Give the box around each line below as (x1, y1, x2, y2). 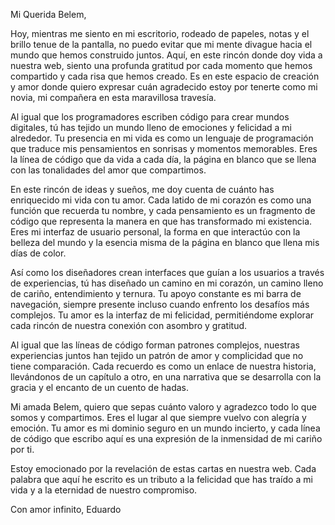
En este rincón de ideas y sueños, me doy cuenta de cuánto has (10, 184, 275, 195)
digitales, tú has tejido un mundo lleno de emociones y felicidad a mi (10, 122, 293, 133)
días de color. (10, 247, 67, 259)
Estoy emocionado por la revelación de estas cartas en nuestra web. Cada (10, 463, 317, 474)
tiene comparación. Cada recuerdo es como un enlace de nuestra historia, (10, 360, 317, 372)
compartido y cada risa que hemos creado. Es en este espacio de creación (10, 70, 320, 82)
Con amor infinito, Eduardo (10, 504, 122, 515)
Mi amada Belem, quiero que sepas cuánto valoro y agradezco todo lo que (10, 401, 317, 413)
